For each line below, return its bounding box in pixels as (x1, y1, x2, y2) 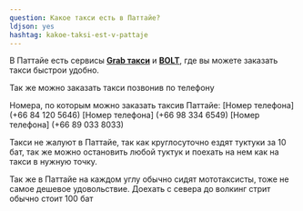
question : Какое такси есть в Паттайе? (9, 13, 161, 23)
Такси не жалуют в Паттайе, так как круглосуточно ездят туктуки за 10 (9, 137, 287, 148)
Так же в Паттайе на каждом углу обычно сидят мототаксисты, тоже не (9, 174, 289, 185)
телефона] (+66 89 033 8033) (9, 119, 125, 130)
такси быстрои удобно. (9, 65, 100, 75)
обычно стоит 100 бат (9, 193, 94, 205)
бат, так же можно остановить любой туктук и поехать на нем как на (9, 146, 279, 157)
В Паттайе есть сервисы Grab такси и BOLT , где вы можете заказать (9, 55, 278, 66)
